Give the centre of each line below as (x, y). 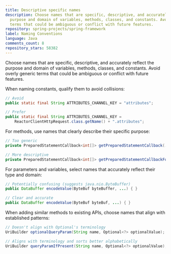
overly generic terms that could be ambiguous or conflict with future (77, 73)
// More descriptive (27, 155)
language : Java (21, 39)
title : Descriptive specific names (43, 10)
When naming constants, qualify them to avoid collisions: (65, 89)
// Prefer (16, 112)
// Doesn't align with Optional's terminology (55, 227)
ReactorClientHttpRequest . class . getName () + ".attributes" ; (79, 122)
